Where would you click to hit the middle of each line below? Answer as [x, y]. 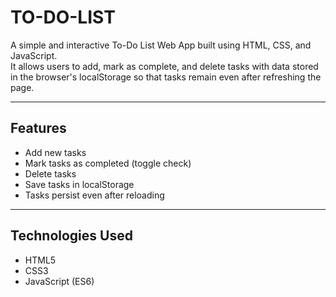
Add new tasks [55, 152]
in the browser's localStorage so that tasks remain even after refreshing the [166, 77]
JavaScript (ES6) [59, 281]
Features [38, 128]
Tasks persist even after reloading [94, 195]
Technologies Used [71, 236]
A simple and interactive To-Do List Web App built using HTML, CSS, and [161, 45]
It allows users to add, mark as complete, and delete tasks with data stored [164, 66]
